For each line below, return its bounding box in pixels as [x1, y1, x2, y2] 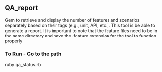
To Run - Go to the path [5, 50, 62, 57]
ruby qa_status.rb [5, 62, 41, 68]
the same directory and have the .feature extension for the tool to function [5, 33, 157, 38]
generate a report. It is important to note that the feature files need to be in [5, 27, 158, 34]
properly [5, 38, 23, 44]
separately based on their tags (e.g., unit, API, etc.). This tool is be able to [5, 22, 155, 28]
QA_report [5, 4, 38, 12]
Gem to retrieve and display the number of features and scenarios [5, 17, 140, 23]
